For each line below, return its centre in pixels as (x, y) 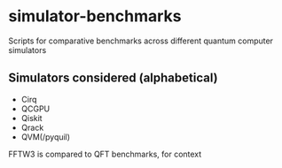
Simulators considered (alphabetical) (113, 78)
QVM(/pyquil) (46, 137)
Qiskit (31, 118)
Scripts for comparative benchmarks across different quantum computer (141, 41)
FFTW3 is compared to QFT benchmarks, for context (105, 154)
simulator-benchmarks (95, 16)
